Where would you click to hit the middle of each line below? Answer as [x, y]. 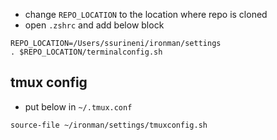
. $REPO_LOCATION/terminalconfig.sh [86, 52]
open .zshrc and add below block [94, 25]
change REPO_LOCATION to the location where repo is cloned [146, 14]
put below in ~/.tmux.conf [78, 106]
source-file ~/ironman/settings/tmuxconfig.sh [109, 125]
